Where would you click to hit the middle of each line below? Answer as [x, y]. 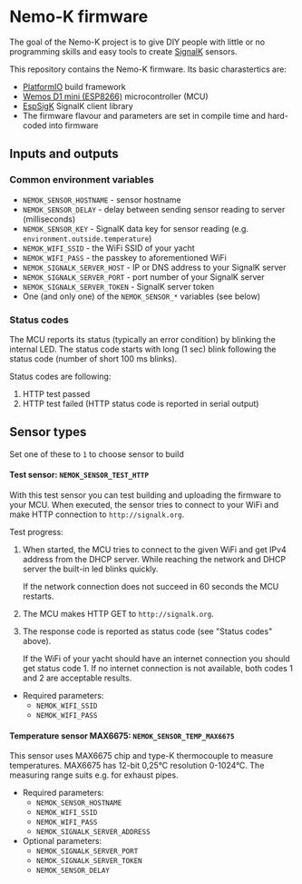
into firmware [73, 125]
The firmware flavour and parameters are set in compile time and [144, 115]
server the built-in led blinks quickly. [90, 569]
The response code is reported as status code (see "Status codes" [147, 631]
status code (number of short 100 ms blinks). [93, 358]
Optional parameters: [62, 841]
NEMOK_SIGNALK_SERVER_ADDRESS [93, 832]
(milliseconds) [49, 219]
